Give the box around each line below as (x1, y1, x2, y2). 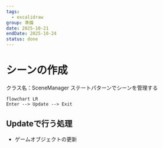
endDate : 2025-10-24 (6, 31, 57, 37)
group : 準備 (6, 20, 34, 25)
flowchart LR (6, 96, 38, 102)
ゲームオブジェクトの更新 (14, 136, 77, 143)
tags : (6, 8, 19, 15)
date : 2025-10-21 (6, 25, 49, 31)
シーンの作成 (6, 63, 68, 77)
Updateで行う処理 (6, 119, 73, 129)
